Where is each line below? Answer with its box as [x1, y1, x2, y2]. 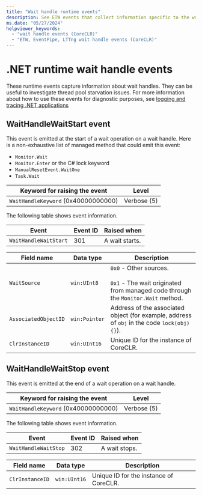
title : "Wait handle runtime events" [6, 8, 101, 15]
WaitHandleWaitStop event [6, 364, 109, 374]
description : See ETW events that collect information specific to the [6, 14, 189, 20]
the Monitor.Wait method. [110, 294, 183, 302]
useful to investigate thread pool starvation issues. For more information [6, 88, 185, 96]
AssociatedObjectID [9, 315, 65, 322]
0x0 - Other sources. [110, 264, 169, 272]
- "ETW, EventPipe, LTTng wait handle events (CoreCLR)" [11, 37, 158, 43]
